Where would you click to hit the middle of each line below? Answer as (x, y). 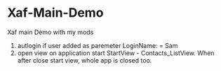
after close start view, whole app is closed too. (85, 60)
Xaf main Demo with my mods (51, 32)
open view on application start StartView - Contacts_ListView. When (116, 53)
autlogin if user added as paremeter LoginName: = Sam (98, 45)
